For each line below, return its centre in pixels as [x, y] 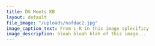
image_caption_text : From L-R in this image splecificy [77, 28]
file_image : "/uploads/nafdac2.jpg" [52, 23]
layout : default [26, 17]
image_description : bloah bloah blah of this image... [76, 34]
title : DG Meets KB [31, 12]
